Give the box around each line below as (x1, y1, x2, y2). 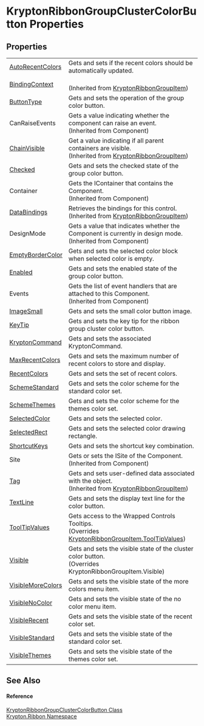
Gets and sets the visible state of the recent (68, 612, 192, 621)
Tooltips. (68, 520, 93, 527)
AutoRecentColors (9, 63, 62, 71)
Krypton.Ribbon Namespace (6, 713, 77, 720)
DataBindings (9, 208, 48, 216)
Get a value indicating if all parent (68, 136, 164, 144)
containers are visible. (68, 144, 132, 152)
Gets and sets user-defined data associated (68, 469, 195, 478)
